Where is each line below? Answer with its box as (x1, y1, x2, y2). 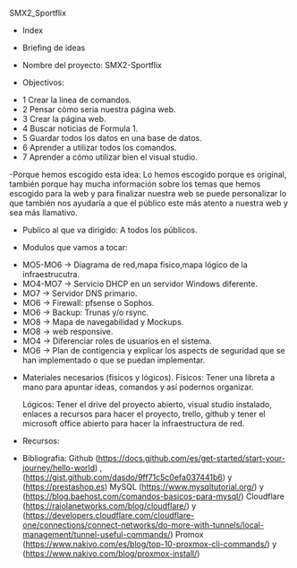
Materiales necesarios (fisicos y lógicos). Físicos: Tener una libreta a (21, 372, 276, 382)
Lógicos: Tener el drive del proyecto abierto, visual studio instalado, (21, 399, 273, 409)
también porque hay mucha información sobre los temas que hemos (9, 179, 261, 189)
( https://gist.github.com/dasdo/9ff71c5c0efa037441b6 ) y (21, 472, 233, 483)
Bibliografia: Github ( (21, 453, 98, 463)
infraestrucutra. (21, 269, 81, 279)
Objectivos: (21, 77, 65, 88)
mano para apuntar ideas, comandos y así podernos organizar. (21, 381, 254, 392)
